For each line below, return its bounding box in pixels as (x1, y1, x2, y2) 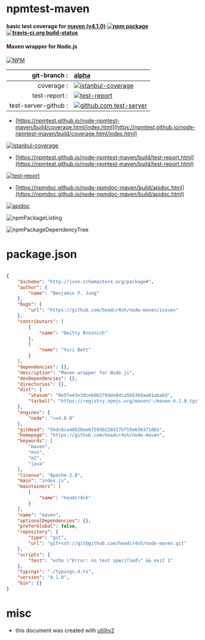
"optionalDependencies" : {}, (17, 518, 92, 524)
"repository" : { (17, 529, 59, 535)
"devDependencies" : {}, (17, 375, 78, 381)
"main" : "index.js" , (17, 478, 70, 484)
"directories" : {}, (17, 381, 67, 387)
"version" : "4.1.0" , (17, 575, 70, 581)
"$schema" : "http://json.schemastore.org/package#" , (17, 278, 154, 285)
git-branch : (31, 71, 68, 80)
